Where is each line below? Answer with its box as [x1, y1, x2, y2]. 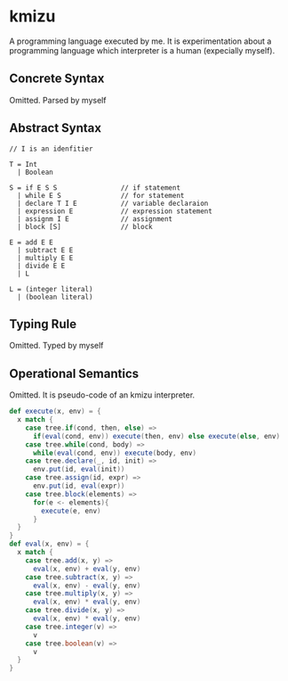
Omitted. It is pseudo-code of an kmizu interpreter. [9, 390, 196, 400]
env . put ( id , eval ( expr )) [32, 481, 125, 491]
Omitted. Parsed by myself [9, 94, 107, 105]
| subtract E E [17, 245, 74, 255]
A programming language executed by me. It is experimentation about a [9, 36, 272, 46]
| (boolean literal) [17, 292, 93, 301]
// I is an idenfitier [9, 144, 93, 153]
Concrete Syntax [9, 71, 105, 86]
